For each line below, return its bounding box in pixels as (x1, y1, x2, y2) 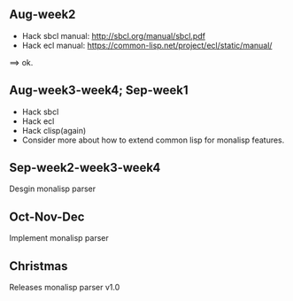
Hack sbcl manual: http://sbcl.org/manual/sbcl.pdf (21, 30, 206, 41)
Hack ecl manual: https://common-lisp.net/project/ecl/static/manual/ (21, 40, 273, 50)
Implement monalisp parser (9, 233, 109, 243)
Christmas (9, 259, 68, 274)
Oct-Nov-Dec (9, 209, 85, 224)
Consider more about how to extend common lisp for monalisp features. (21, 135, 285, 145)
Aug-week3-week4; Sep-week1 (9, 83, 189, 98)
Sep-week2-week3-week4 (9, 160, 161, 175)
